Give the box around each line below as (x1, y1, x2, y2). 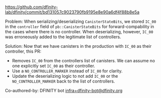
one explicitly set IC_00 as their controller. (12, 63, 95, 69)
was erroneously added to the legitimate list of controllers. (5, 34, 121, 40)
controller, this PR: (5, 48, 42, 54)
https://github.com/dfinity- (5, 4, 58, 10)
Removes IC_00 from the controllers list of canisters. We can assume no (12, 58, 155, 63)
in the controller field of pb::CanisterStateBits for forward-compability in (5, 24, 155, 29)
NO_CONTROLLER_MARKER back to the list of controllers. (12, 78, 115, 84)
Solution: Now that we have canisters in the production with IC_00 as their (5, 43, 152, 49)
